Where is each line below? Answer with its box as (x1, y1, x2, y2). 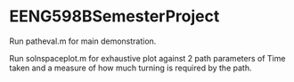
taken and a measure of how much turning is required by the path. (9, 62, 252, 73)
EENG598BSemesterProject (9, 6, 220, 27)
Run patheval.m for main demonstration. (9, 36, 157, 46)
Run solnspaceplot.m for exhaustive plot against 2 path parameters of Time (9, 53, 286, 63)
